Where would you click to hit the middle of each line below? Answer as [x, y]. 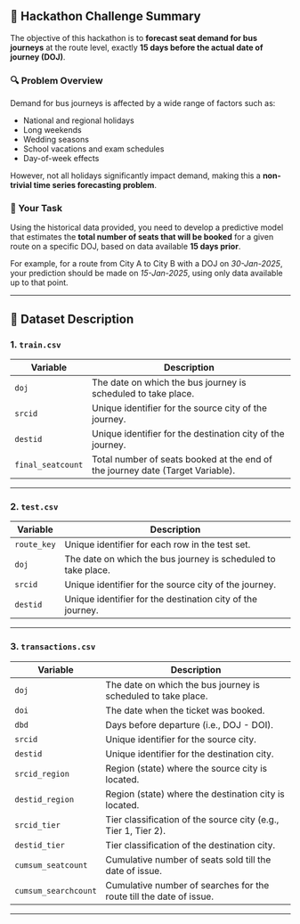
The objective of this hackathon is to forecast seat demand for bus [134, 37]
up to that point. [40, 282]
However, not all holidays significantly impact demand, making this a [135, 176]
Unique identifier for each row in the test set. [158, 544]
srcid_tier [37, 825]
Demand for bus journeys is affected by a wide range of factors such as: [143, 103]
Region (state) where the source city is [186, 768]
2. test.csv [34, 507]
